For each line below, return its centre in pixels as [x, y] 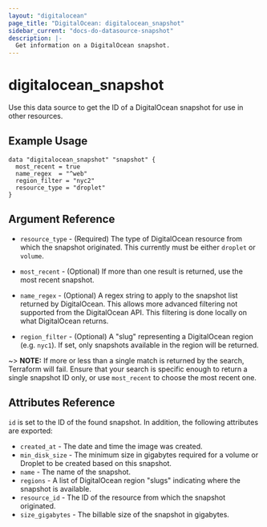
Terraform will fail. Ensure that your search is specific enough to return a [128, 369]
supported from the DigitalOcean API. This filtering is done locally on [133, 312]
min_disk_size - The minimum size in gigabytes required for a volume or [139, 455]
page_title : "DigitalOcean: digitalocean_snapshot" [96, 23]
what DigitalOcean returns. [64, 321]
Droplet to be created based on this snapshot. [96, 463]
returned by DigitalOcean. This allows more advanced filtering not [129, 304]
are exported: [31, 431]
